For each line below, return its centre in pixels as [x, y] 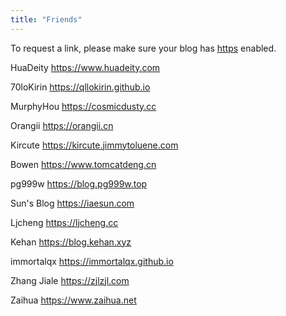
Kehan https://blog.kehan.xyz [71, 242]
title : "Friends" [46, 19]
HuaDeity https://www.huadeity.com [85, 67]
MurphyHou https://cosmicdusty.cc [83, 106]
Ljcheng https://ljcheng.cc [64, 222]
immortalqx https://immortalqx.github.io [92, 261]
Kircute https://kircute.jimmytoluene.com [94, 145]
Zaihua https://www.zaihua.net [73, 300]
